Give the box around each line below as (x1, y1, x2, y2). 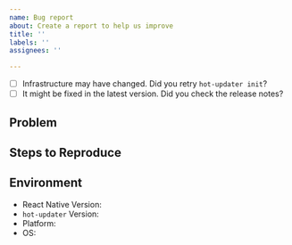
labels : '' (9, 37, 50, 47)
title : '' (9, 29, 46, 38)
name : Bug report (9, 12, 74, 22)
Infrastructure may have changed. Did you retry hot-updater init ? (21, 78, 268, 89)
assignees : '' (9, 46, 63, 55)
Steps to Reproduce (9, 145, 122, 160)
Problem (9, 115, 58, 130)
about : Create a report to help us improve (9, 21, 174, 30)
